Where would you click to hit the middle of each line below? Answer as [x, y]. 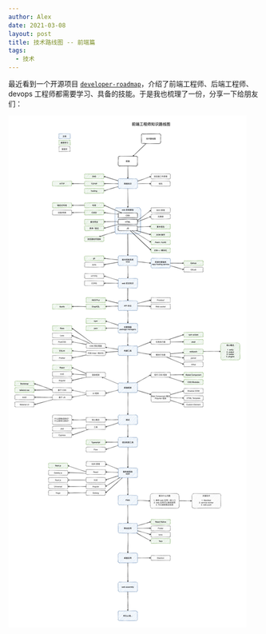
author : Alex [30, 17]
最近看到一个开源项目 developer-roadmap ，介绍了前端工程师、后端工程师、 [131, 84]
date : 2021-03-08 [37, 25]
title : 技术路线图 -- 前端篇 [52, 42]
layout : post [30, 34]
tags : [17, 51]
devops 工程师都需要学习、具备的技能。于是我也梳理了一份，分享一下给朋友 [133, 94]
